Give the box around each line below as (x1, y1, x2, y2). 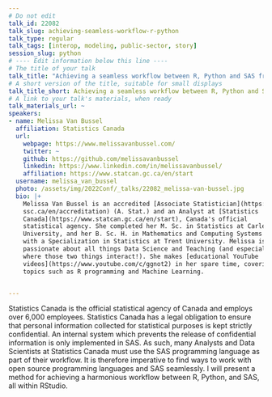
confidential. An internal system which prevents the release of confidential (8, 329, 257, 340)
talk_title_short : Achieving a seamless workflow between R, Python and (8, 87, 259, 95)
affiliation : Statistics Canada (15, 125, 125, 133)
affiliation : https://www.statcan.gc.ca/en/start (23, 170, 194, 178)
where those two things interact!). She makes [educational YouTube (23, 252, 259, 260)
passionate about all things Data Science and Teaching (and (23, 245, 233, 253)
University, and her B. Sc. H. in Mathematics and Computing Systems (23, 230, 263, 239)
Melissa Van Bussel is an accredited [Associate (23, 200, 190, 208)
